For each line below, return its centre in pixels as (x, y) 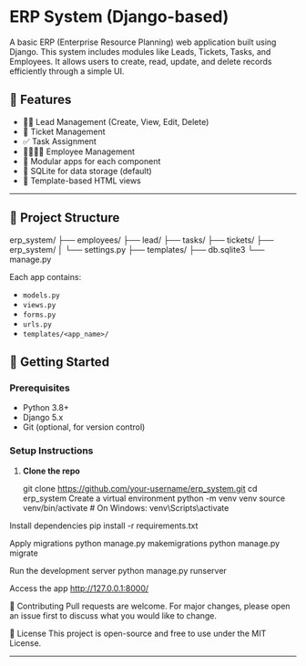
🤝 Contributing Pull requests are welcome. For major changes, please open (150, 606)
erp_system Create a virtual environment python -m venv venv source (153, 498)
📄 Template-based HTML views (82, 181)
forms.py (39, 315)
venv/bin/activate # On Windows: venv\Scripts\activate (126, 507)
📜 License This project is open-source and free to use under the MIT (138, 633)
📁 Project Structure (65, 218)
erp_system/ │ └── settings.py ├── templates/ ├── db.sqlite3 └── (137, 249)
